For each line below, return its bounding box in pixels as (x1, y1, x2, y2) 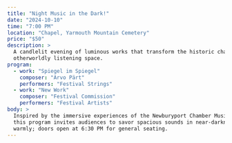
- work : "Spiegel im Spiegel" (13, 67, 100, 74)
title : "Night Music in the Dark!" (7, 10, 110, 17)
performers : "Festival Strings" (19, 80, 113, 87)
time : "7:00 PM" (7, 23, 54, 30)
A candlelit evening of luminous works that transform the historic (13, 49, 215, 56)
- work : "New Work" (13, 87, 70, 93)
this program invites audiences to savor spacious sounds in (13, 118, 193, 126)
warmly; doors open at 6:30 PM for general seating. (13, 125, 168, 132)
